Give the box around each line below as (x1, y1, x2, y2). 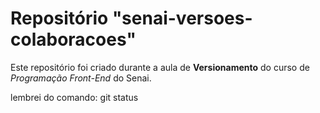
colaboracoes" (10, 28, 137, 51)
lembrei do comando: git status (10, 91, 139, 103)
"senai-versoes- (111, 7, 253, 30)
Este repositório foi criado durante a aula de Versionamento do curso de (10, 61, 310, 73)
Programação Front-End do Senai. (10, 72, 152, 84)
